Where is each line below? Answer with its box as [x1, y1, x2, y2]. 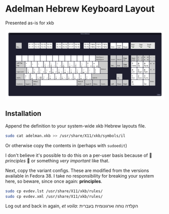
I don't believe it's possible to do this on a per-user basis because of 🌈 [5, 152, 152, 158]
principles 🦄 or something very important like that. [5, 157, 110, 163]
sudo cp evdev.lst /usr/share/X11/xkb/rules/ [5, 188, 103, 194]
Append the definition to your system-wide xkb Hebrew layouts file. [5, 122, 146, 129]
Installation [5, 109, 41, 118]
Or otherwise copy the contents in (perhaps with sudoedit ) [5, 142, 128, 148]
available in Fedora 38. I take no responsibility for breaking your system [5, 173, 154, 179]
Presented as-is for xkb [5, 20, 54, 26]
